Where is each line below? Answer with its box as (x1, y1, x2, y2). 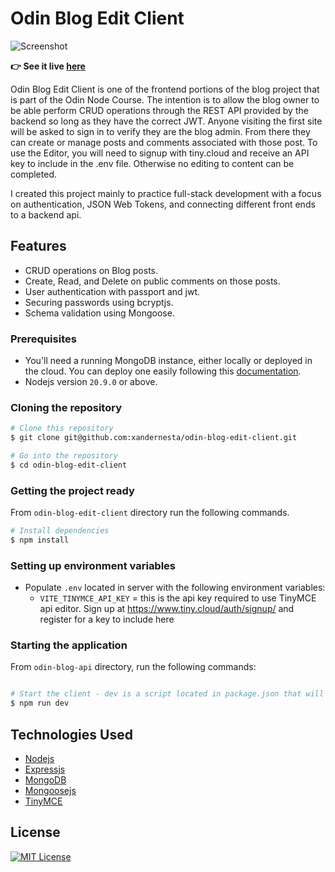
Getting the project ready (10, 483, 135, 497)
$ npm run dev (10, 698, 70, 709)
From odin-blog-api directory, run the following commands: (10, 661, 257, 673)
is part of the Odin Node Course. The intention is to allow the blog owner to (10, 93, 320, 106)
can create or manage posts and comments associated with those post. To (10, 136, 318, 148)
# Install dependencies (10, 526, 110, 536)
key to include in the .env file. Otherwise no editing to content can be (10, 157, 295, 169)
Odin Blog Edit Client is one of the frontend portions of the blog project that (10, 83, 320, 95)
